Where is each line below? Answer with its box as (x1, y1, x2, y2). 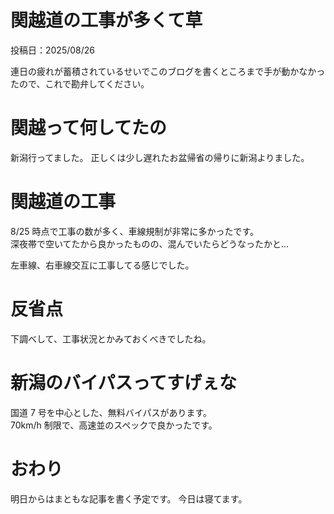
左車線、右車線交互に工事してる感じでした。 (10, 259, 195, 271)
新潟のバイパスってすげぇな (10, 371, 238, 394)
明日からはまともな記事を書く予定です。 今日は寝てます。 (10, 492, 248, 505)
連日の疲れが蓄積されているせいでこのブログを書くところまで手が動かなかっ (10, 65, 326, 77)
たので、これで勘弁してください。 (10, 77, 150, 90)
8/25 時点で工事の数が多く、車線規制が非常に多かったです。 (10, 225, 260, 237)
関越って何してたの (10, 117, 167, 140)
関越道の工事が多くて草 (10, 9, 203, 32)
